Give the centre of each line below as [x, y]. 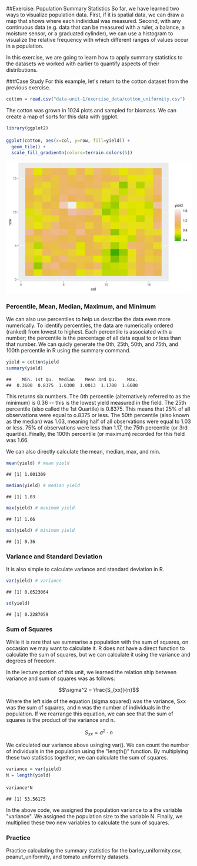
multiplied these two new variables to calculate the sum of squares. [88, 822]
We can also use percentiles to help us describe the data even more [89, 319]
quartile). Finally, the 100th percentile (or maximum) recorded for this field [96, 434]
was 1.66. [17, 440]
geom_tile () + [29, 146]
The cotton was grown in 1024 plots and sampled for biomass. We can [91, 110]
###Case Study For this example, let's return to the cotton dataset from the [97, 81]
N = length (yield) [29, 775]
